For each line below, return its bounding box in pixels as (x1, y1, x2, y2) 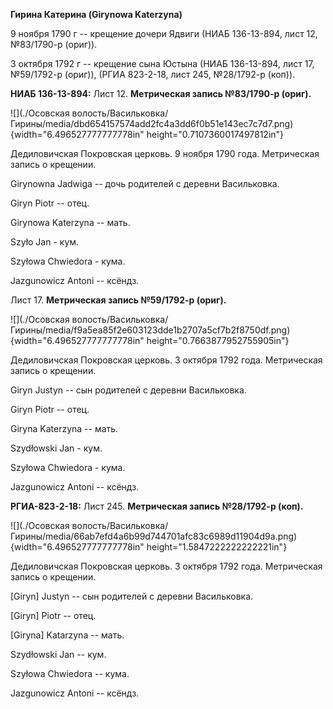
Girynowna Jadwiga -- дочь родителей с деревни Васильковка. (10, 178, 280, 189)
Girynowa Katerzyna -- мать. (10, 217, 131, 228)
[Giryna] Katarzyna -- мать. (10, 629, 125, 641)
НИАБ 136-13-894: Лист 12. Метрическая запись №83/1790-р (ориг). (10, 88, 312, 99)
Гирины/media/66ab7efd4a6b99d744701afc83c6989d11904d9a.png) (10, 530, 298, 542)
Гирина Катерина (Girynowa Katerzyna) (10, 9, 183, 20)
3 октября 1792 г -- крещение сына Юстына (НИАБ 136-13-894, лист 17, (10, 58, 315, 69)
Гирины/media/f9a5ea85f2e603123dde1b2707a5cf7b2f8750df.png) (10, 324, 291, 336)
